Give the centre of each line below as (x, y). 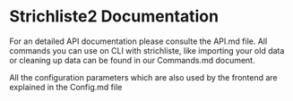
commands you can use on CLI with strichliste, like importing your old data (147, 50)
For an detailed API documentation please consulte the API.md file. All (138, 41)
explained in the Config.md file (66, 87)
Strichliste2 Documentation (114, 17)
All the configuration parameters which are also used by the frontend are (143, 77)
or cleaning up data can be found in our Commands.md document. (132, 60)
